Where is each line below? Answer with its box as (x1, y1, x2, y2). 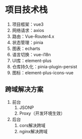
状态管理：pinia (12, 39, 44, 45)
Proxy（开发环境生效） (19, 110, 66, 116)
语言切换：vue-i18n (12, 51, 51, 57)
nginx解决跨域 (19, 128, 48, 134)
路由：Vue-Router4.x (12, 33, 54, 39)
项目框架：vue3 (12, 21, 44, 27)
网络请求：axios (12, 27, 45, 33)
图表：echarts (12, 46, 40, 51)
